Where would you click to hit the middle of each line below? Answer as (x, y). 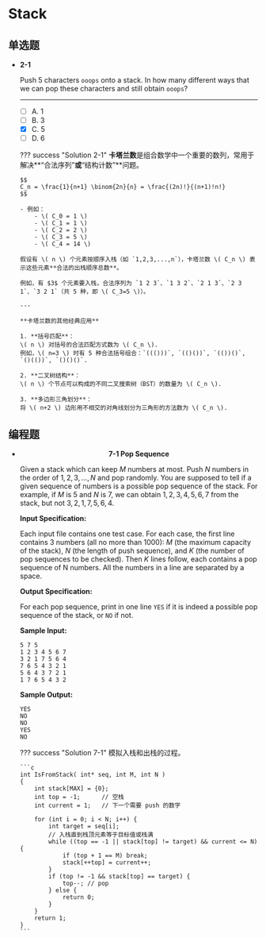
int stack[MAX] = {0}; (72, 789)
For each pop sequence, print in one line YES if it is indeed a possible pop (139, 607)
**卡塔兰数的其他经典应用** (59, 321)
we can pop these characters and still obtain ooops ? (104, 89)
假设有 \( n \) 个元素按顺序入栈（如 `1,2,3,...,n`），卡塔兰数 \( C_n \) (133, 260)
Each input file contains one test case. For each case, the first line (127, 534)
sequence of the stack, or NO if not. (76, 616)
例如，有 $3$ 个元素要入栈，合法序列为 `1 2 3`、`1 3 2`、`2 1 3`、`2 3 (131, 284)
